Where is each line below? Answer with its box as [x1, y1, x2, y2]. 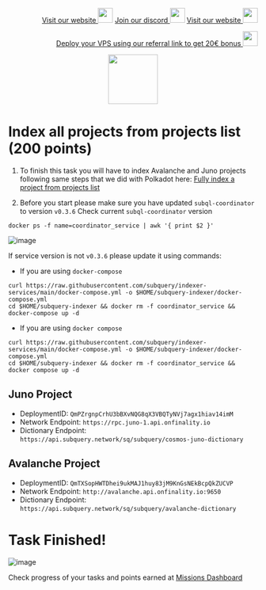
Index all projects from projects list [8, 123, 241, 141]
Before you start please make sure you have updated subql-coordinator [19, 198, 255, 207]
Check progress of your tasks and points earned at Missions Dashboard [8, 573, 243, 582]
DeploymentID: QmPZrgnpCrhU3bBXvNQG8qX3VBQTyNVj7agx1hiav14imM [19, 409, 234, 418]
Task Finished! [8, 531, 107, 549]
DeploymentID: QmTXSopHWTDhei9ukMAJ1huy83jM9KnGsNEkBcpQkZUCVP [19, 478, 234, 487]
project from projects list [19, 182, 101, 192]
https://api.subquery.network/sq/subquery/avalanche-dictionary [19, 504, 237, 512]
